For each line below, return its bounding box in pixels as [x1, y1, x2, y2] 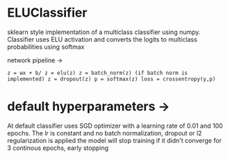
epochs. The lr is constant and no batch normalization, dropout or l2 [7, 128, 202, 137]
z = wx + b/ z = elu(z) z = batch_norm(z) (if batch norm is [7, 69, 188, 76]
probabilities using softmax [7, 42, 85, 51]
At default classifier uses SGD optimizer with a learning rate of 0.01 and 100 [7, 122, 224, 130]
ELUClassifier [7, 5, 88, 21]
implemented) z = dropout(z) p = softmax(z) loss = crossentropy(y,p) [7, 75, 216, 83]
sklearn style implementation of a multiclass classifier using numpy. [7, 28, 201, 36]
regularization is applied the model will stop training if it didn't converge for [7, 136, 222, 144]
